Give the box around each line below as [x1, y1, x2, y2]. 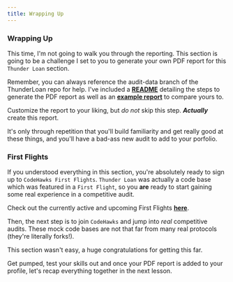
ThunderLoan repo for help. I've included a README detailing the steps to [7, 85, 220, 93]
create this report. [7, 113, 59, 122]
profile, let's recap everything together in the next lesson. [7, 267, 172, 275]
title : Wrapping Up [7, 10, 64, 17]
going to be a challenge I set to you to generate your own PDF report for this [7, 57, 227, 65]
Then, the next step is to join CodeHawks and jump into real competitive [7, 218, 208, 226]
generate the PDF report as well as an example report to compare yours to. [7, 92, 225, 101]
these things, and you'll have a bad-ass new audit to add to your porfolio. [7, 134, 218, 143]
